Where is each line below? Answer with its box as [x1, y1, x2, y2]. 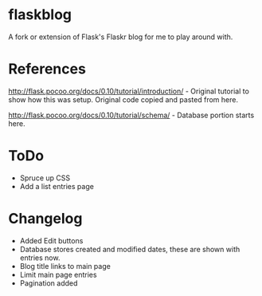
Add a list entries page [19, 181, 94, 191]
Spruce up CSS [19, 173, 70, 183]
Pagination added [19, 278, 78, 288]
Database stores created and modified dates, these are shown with [19, 244, 240, 254]
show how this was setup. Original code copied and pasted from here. [8, 94, 239, 105]
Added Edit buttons [19, 235, 84, 245]
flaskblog [8, 6, 72, 24]
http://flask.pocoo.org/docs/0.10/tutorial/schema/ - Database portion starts [8, 110, 255, 120]
